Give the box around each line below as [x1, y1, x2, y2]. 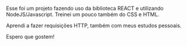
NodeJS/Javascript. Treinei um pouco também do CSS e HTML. [6, 11, 160, 18]
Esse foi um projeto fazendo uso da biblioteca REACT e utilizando [6, 5, 164, 11]
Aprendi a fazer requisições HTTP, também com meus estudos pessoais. [6, 22, 182, 29]
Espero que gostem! [6, 33, 55, 40]
